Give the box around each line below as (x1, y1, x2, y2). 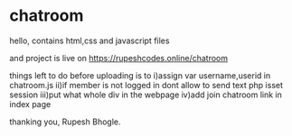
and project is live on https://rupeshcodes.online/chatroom (9, 52, 229, 63)
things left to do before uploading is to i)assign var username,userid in (9, 69, 271, 81)
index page (9, 98, 52, 109)
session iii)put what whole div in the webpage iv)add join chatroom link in (9, 89, 283, 100)
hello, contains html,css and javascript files (9, 35, 170, 46)
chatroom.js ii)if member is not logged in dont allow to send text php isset (9, 79, 283, 90)
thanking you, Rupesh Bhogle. (9, 116, 121, 127)
